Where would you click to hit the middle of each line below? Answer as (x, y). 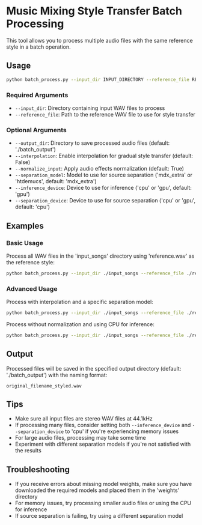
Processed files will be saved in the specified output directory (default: (94, 368)
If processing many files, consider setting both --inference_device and (103, 425)
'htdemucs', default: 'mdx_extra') (56, 181)
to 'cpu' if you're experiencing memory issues (122, 431)
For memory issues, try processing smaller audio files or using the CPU (103, 503)
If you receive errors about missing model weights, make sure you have (103, 484)
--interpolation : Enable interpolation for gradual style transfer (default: (104, 156)
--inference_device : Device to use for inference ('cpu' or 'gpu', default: (103, 188)
